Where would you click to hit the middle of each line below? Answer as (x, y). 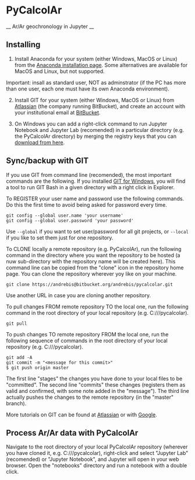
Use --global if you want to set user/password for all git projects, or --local (97, 231)
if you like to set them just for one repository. (60, 238)
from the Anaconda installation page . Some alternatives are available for (101, 65)
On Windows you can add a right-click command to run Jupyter (91, 124)
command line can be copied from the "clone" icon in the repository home (95, 267)
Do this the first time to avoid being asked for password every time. (86, 204)
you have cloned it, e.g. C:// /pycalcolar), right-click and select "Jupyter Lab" (97, 453)
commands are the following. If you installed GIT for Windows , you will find (96, 181)
